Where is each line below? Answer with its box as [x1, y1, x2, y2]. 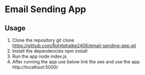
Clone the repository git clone [12, 37, 75, 43]
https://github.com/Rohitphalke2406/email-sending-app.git [12, 43, 136, 49]
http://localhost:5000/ [12, 64, 58, 70]
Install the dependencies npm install [12, 48, 88, 54]
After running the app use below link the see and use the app [12, 59, 140, 64]
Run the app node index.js [12, 53, 67, 59]
